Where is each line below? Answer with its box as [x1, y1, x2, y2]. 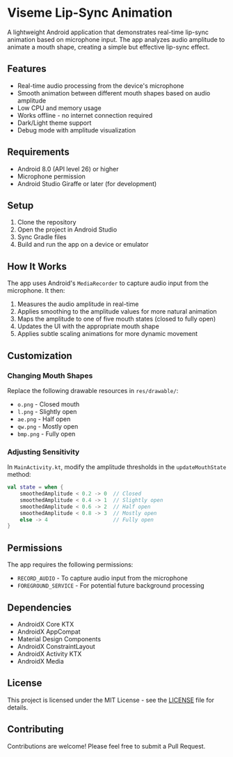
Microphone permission [17, 172, 86, 181]
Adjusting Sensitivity [7, 447, 80, 457]
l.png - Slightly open [17, 407, 77, 415]
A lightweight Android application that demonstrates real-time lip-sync [7, 28, 209, 36]
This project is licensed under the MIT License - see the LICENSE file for [7, 696, 214, 704]
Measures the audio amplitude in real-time [17, 300, 139, 308]
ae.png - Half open [17, 415, 71, 423]
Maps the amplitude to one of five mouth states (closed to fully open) [17, 315, 216, 323]
